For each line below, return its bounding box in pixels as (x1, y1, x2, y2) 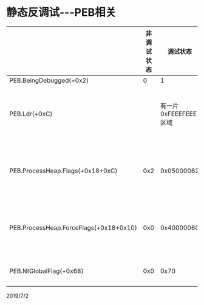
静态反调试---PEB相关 (6, 5, 117, 19)
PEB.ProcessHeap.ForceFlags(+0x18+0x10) (9, 223, 138, 231)
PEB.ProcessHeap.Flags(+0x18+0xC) (9, 166, 118, 175)
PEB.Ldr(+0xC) (9, 109, 53, 118)
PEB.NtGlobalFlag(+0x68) (9, 267, 84, 275)
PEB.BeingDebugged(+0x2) (9, 76, 89, 84)
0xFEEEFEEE (160, 109, 197, 118)
